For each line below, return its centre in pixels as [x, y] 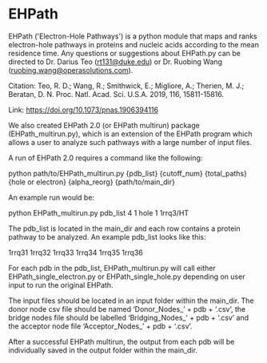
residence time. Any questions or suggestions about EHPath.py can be [125, 53]
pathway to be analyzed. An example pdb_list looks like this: [107, 236]
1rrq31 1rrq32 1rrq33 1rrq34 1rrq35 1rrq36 [76, 252]
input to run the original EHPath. [61, 284]
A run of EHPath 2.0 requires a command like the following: [106, 158]
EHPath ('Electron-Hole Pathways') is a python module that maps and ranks [133, 36]
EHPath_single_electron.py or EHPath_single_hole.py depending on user [127, 276]
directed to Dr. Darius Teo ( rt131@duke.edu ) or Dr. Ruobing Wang [115, 62]
